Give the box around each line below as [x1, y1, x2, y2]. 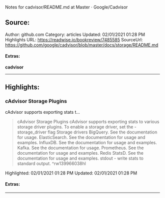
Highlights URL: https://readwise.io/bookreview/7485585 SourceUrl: [5, 36, 143, 42]
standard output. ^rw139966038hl [17, 160, 86, 166]
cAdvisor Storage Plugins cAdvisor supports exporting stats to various [17, 118, 160, 125]
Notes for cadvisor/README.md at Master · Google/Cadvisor [5, 4, 128, 10]
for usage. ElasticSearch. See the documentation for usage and [17, 134, 146, 140]
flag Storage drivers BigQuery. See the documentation [47, 129, 158, 135]
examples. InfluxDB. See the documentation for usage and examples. [17, 139, 157, 145]
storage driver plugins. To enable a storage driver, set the [17, 124, 134, 130]
